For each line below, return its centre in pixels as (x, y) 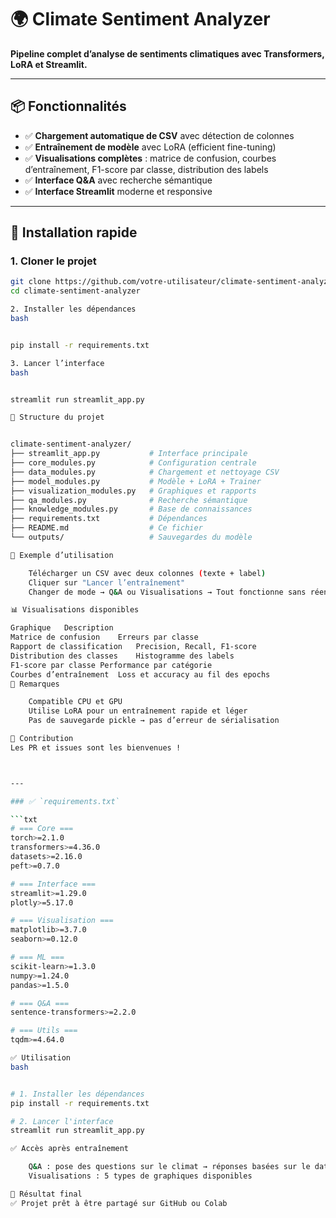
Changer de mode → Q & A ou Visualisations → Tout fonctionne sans (167, 592)
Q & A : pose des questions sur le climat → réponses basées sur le (169, 1167)
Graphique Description (62, 628)
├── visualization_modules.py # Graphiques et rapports (133, 491)
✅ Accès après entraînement (70, 1149)
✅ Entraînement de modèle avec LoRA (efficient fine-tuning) (150, 147)
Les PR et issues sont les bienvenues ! (96, 747)
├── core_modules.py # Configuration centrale (133, 463)
